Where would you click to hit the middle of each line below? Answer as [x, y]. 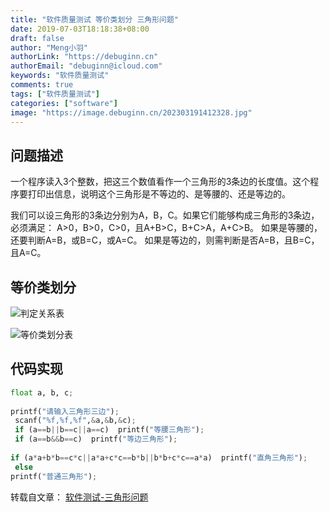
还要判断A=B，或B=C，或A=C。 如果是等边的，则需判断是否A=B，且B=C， [165, 240]
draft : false [37, 38]
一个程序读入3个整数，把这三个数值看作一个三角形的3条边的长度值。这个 [160, 182]
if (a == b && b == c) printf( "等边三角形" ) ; [96, 439]
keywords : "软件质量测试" [60, 76]
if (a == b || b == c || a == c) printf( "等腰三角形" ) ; [109, 430]
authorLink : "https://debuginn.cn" [84, 57]
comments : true [42, 85]
